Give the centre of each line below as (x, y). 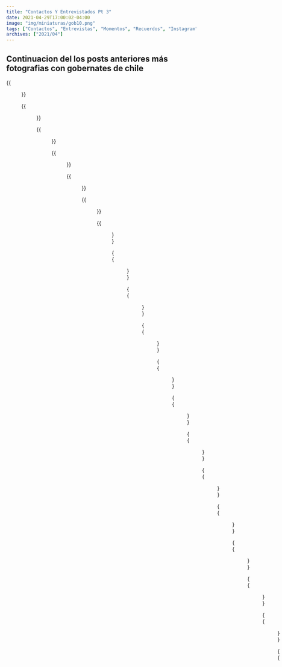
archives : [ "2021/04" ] (35, 34)
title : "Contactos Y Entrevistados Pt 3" (59, 12)
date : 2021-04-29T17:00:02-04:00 (48, 18)
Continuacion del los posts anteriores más (87, 59)
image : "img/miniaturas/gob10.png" (51, 23)
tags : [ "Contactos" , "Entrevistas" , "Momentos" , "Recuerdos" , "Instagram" (102, 29)
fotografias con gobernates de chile (75, 68)
